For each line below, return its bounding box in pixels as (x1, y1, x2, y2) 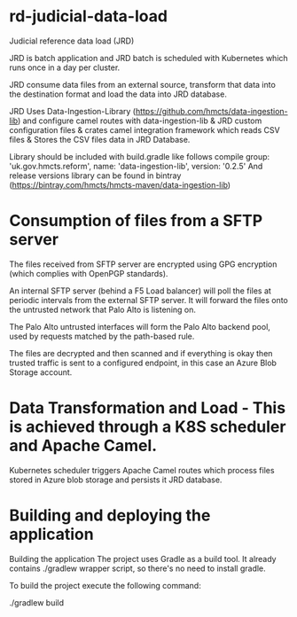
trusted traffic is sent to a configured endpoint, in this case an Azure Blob (9, 357, 277, 368)
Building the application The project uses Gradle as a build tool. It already (9, 553, 277, 564)
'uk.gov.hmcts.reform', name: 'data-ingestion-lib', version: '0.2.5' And (9, 160, 263, 171)
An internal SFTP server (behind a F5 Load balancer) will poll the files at (9, 285, 272, 296)
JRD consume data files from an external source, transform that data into (9, 79, 277, 90)
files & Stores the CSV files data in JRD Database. (9, 134, 191, 144)
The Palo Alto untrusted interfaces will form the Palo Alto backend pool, (9, 321, 270, 332)
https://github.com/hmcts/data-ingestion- (135, 105, 288, 116)
